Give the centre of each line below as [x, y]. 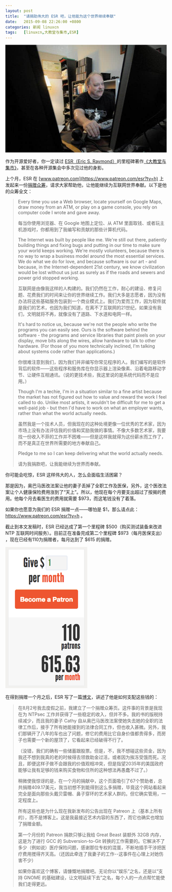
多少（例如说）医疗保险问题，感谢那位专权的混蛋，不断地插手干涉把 [90, 847]
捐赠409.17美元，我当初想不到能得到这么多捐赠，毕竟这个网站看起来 [94, 787]
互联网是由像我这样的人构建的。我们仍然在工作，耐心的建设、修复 [87, 288]
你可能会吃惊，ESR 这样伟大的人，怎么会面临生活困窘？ [64, 475]
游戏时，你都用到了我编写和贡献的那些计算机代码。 [76, 230]
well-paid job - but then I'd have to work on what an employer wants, [91, 408]
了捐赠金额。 [31, 824]
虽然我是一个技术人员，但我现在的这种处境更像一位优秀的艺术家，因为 [92, 424]
